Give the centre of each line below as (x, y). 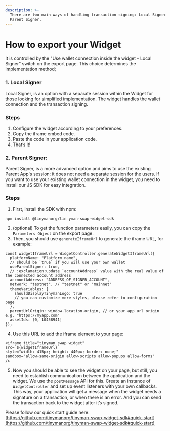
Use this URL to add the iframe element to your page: (68, 334)
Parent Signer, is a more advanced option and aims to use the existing (78, 169)
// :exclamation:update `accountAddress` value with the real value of (87, 271)
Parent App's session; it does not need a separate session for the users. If (82, 174)
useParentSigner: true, (35, 267)
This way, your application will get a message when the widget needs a (87, 391)
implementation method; (31, 69)
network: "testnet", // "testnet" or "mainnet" (61, 284)
